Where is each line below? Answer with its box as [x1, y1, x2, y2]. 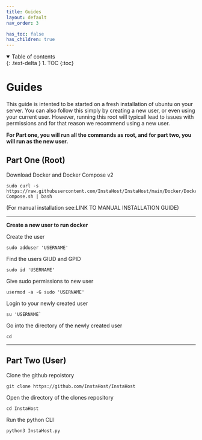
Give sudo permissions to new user [6, 277, 94, 284]
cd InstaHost [6, 405, 39, 412]
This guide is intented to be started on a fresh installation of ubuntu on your [6, 101, 194, 108]
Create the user [6, 233, 45, 240]
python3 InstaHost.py [6, 427, 61, 434]
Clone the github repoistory [6, 371, 75, 379]
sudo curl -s [6, 183, 39, 189]
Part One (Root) [6, 155, 66, 166]
